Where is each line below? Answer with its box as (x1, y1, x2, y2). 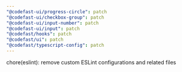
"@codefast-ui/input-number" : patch (6, 20, 99, 26)
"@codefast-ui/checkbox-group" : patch (6, 14, 104, 20)
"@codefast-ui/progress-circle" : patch (6, 8, 107, 15)
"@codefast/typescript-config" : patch (6, 43, 104, 49)
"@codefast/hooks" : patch (6, 31, 72, 37)
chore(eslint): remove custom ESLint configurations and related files (6, 58, 177, 66)
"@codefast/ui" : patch (6, 37, 64, 43)
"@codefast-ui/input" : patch (6, 25, 80, 32)
